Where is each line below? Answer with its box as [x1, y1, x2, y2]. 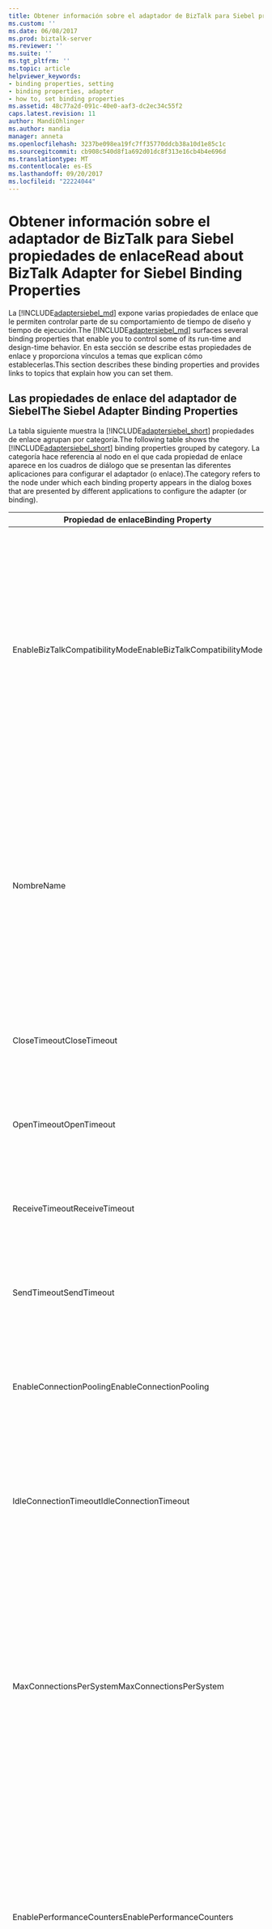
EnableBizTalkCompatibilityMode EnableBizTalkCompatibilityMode [12, 644, 263, 655]
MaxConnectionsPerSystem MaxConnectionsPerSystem [12, 1680, 225, 1692]
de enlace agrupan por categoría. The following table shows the [8, 434, 220, 444]
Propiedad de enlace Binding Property [63, 513, 212, 525]
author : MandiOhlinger [8, 117, 85, 126]
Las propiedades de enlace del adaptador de [8, 392, 237, 406]
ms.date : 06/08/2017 [8, 27, 79, 35]
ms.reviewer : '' [8, 42, 63, 50]
